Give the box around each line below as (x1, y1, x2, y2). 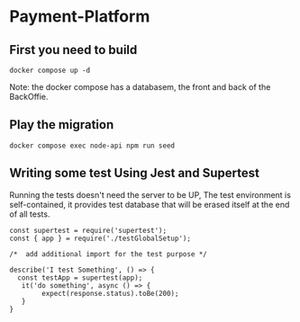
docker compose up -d (9, 66, 91, 75)
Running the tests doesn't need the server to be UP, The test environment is (9, 189, 291, 200)
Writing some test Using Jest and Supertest (9, 165, 259, 181)
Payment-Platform (9, 6, 150, 27)
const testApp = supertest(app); (17, 273, 143, 282)
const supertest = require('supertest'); (9, 226, 168, 235)
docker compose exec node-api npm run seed (9, 141, 176, 150)
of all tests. (9, 209, 50, 219)
